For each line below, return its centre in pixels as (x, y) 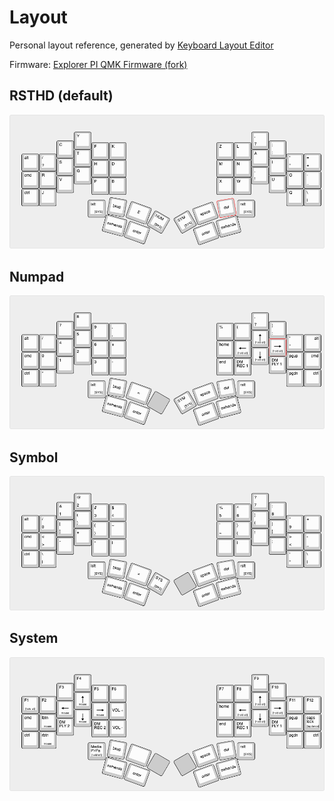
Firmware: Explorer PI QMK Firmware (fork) (98, 64)
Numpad (37, 276)
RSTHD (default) (61, 96)
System (34, 638)
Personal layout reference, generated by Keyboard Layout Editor (141, 45)
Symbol (34, 457)
